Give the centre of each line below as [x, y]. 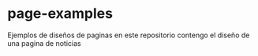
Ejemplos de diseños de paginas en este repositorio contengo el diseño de [129, 35]
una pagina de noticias [44, 43]
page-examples [60, 14]
